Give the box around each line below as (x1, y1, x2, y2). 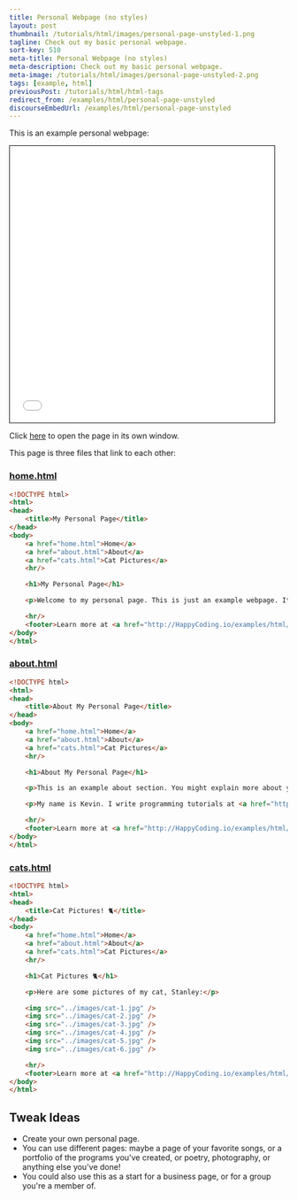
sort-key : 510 (9, 46, 62, 55)
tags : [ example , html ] (9, 79, 93, 88)
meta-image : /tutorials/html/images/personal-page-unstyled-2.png (9, 71, 259, 80)
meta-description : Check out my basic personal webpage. (9, 63, 224, 72)
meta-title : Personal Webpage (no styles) (9, 54, 168, 63)
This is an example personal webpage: (9, 128, 150, 138)
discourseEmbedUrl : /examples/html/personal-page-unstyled (9, 104, 232, 112)
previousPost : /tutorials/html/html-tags (9, 87, 164, 96)
